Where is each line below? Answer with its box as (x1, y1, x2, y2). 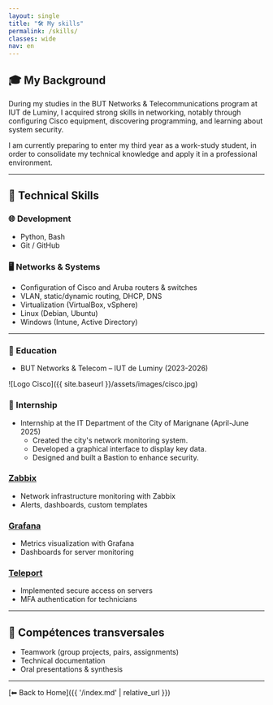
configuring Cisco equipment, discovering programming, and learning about (8, 115, 263, 126)
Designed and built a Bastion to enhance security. (32, 452, 199, 462)
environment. (8, 158, 53, 167)
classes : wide (8, 34, 57, 43)
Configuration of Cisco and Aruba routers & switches (19, 282, 197, 292)
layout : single (8, 11, 60, 20)
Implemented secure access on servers (19, 586, 153, 595)
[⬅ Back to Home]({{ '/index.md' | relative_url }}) (8, 688, 171, 698)
